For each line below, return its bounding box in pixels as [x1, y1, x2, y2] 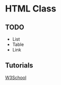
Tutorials [5, 61, 33, 70]
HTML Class [5, 3, 57, 14]
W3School [5, 74, 26, 80]
